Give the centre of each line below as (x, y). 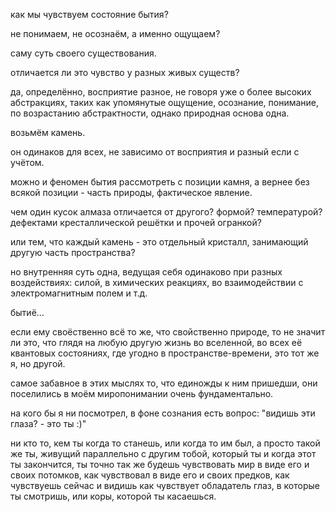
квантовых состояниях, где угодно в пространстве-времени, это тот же (165, 353)
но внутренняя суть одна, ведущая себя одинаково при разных (146, 272)
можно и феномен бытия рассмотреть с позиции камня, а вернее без (160, 182)
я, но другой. (38, 363)
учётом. (27, 162)
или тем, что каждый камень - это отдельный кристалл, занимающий (159, 242)
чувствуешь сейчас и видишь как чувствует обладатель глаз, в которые (165, 485)
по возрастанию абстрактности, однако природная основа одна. (150, 113)
